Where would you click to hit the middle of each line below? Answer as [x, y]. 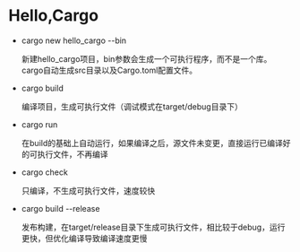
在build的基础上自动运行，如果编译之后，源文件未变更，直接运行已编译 [152, 143]
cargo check [44, 172]
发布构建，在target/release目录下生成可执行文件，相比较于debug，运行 [153, 227]
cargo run [39, 124]
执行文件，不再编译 [73, 154]
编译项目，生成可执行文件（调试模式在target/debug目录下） [132, 106]
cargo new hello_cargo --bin [74, 40]
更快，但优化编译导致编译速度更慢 [84, 238]
